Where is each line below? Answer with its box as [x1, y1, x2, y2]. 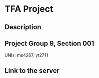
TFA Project [4, 3, 54, 15]
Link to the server [4, 66, 60, 75]
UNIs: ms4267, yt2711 [4, 52, 48, 58]
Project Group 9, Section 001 [4, 39, 95, 47]
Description [4, 23, 41, 31]
